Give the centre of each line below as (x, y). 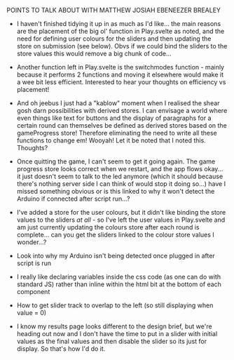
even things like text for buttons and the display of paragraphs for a (114, 118)
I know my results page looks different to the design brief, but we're (114, 326)
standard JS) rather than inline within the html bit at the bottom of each (119, 284)
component (33, 292)
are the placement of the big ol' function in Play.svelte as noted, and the (121, 31)
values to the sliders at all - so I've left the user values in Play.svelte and (121, 220)
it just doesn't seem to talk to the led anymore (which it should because (120, 176)
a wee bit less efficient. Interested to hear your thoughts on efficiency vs (121, 82)
